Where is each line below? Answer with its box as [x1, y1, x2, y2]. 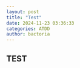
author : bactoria [6, 31, 50, 37]
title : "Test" [6, 14, 42, 20]
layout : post [6, 8, 39, 15]
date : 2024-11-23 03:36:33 [6, 20, 75, 26]
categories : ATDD [6, 25, 50, 32]
